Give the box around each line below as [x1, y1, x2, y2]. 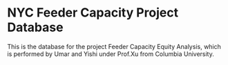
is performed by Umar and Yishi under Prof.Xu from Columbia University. [7, 50, 214, 58]
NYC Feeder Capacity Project [7, 5, 178, 21]
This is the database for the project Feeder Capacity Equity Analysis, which [7, 42, 221, 50]
